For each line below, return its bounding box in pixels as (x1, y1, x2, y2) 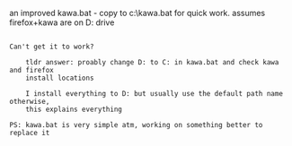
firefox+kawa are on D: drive (9, 17, 115, 28)
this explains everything (25, 105, 123, 114)
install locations (25, 73, 94, 82)
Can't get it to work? (9, 42, 94, 51)
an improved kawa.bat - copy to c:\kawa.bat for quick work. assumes (9, 8, 266, 18)
